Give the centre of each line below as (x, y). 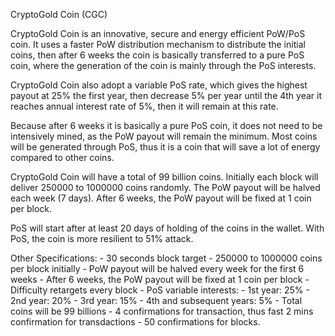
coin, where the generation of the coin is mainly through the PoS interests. (163, 65)
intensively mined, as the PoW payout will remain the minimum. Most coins (164, 136)
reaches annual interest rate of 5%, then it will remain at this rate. (144, 106)
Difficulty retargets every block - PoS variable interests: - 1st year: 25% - (160, 290)
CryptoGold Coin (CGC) (59, 14)
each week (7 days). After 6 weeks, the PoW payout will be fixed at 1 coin (161, 198)
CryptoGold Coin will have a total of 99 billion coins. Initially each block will (164, 177)
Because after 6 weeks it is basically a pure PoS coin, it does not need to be (166, 125)
